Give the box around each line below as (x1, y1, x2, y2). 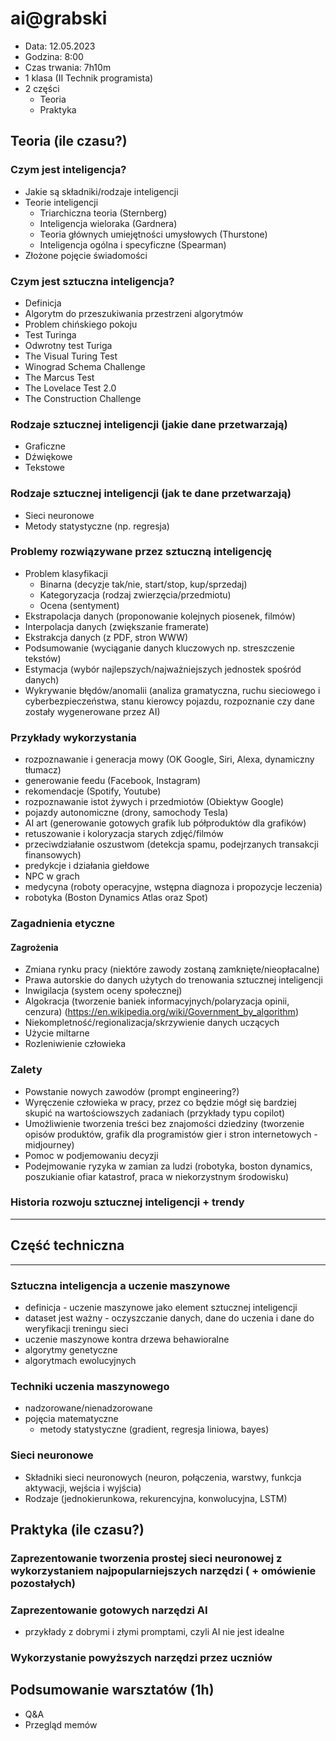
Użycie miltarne (24, 1027, 90, 1039)
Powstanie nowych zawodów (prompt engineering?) (24, 1085, 240, 1097)
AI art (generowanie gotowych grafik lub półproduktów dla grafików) (24, 817, 307, 829)
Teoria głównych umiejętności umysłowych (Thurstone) (39, 228, 268, 240)
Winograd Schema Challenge (24, 360, 146, 372)
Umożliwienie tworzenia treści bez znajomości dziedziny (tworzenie (24, 1117, 305, 1129)
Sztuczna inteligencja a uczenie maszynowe (10, 1278, 231, 1292)
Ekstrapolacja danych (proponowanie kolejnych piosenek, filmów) (24, 610, 296, 622)
